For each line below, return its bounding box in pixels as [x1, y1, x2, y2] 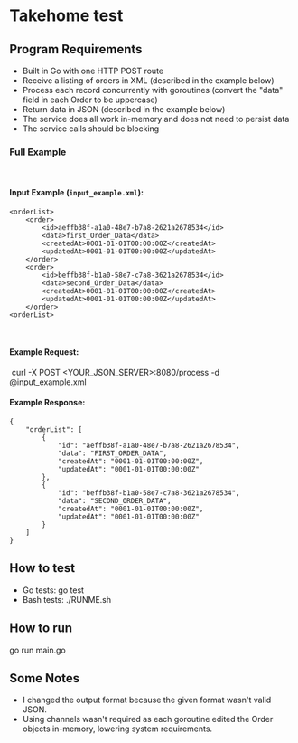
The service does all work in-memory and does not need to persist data [22, 114, 290, 124]
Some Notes [9, 671, 79, 686]
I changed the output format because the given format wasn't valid [22, 694, 272, 706]
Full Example [9, 146, 67, 158]
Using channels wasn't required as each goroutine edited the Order [22, 714, 274, 725]
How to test [9, 560, 75, 576]
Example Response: [9, 397, 86, 408]
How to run [9, 621, 73, 636]
